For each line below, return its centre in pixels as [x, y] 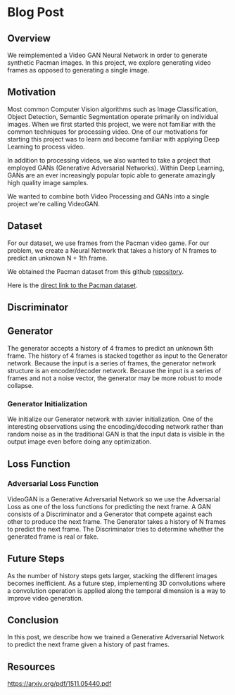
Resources [31, 666]
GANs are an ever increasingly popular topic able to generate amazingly [112, 175]
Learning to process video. [46, 146]
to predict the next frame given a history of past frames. [89, 644]
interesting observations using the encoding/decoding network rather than [115, 427]
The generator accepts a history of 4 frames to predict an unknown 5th [110, 348]
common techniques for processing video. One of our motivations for [108, 132]
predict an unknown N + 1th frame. [57, 258]
